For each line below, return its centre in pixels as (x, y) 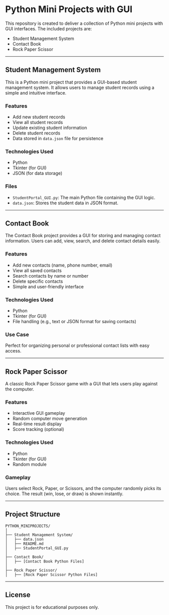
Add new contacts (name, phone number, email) (62, 265)
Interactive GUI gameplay (39, 413)
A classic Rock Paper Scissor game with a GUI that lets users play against (81, 384)
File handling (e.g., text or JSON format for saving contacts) (74, 322)
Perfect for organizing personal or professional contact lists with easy (77, 345)
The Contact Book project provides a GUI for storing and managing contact (83, 236)
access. (13, 351)
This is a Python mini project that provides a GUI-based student (71, 82)
